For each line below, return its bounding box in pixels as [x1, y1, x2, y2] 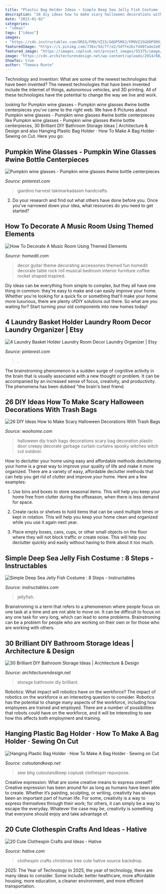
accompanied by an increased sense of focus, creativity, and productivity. [5, 378, 156, 384]
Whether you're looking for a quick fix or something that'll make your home [5, 293, 158, 299]
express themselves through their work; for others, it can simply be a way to [5, 800, 160, 806]
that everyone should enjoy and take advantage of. [5, 811, 109, 817]
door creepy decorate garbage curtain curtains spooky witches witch [17, 443, 159, 449]
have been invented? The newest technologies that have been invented [5, 81, 150, 87]
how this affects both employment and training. [5, 715, 101, 721]
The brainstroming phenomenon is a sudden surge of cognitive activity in [5, 367, 154, 373]
